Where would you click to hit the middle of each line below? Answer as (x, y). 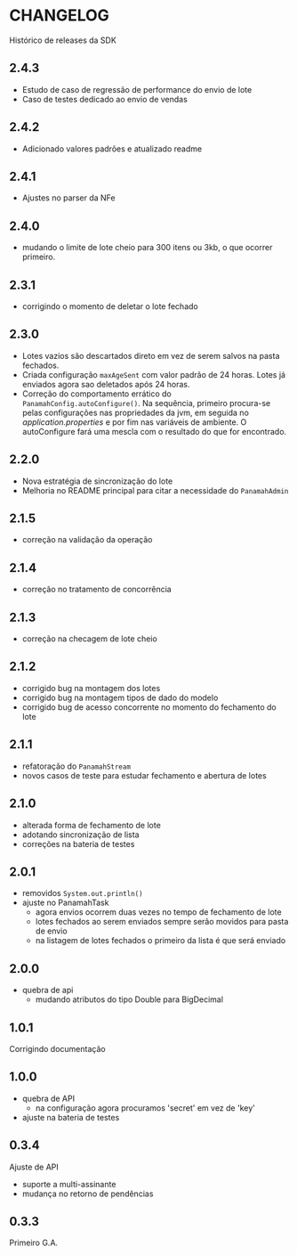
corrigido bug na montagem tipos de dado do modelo (120, 697)
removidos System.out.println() (83, 893)
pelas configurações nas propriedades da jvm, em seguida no (135, 412)
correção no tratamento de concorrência (96, 590)
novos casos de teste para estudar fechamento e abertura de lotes (144, 775)
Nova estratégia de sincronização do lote (97, 481)
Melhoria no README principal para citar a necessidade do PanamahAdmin (155, 490)
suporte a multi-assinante (69, 1184)
